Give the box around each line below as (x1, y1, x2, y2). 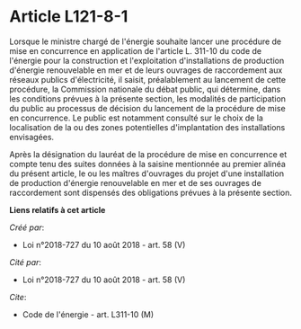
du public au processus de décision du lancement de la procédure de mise (9, 102, 286, 113)
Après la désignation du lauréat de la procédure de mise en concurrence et (9, 148, 288, 159)
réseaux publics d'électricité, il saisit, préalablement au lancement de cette (9, 74, 286, 84)
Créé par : (9, 222, 45, 233)
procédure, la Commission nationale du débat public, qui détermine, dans (9, 84, 281, 94)
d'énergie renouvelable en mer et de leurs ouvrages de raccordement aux (9, 65, 283, 76)
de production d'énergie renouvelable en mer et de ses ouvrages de (9, 177, 262, 188)
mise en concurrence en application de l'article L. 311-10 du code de (9, 45, 262, 56)
